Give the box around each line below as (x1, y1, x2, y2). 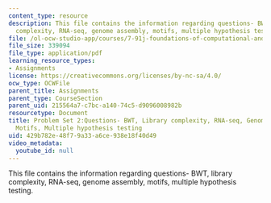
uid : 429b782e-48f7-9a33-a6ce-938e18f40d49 (8, 131, 157, 139)
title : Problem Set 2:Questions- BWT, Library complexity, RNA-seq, (8, 117, 244, 125)
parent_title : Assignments (8, 86, 99, 95)
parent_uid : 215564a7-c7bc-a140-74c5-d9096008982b (8, 101, 182, 110)
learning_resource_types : (8, 57, 95, 65)
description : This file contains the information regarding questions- (8, 19, 254, 27)
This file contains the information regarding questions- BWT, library (8, 168, 232, 178)
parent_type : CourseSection (8, 94, 103, 102)
